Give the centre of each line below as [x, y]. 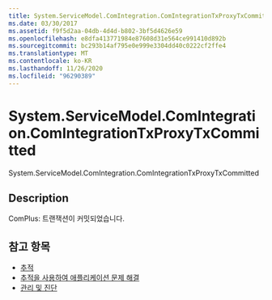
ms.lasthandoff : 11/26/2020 [56, 69]
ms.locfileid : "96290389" [52, 76]
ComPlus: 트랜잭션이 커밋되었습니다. [67, 218]
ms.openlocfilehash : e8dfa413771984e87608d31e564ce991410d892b [117, 38]
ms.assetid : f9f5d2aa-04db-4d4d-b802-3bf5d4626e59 [96, 31]
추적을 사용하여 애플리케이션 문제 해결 [80, 278]
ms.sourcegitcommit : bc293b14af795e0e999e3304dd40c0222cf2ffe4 [117, 46]
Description [38, 198]
